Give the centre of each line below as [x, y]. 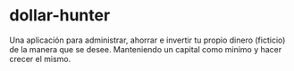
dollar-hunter [60, 16]
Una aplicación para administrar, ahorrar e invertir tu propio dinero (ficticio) [147, 40]
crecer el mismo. [40, 59]
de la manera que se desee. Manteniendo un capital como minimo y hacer [146, 49]
